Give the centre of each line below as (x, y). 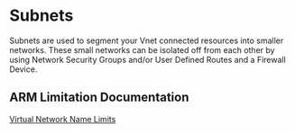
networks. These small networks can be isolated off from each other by (142, 49)
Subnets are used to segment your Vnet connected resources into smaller (147, 40)
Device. (23, 69)
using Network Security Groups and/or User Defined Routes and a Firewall (147, 59)
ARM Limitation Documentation (99, 98)
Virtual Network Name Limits (63, 119)
